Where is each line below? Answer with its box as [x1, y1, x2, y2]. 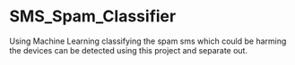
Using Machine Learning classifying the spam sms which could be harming [9, 36, 287, 46]
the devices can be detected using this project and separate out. [9, 45, 248, 55]
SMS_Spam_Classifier [9, 6, 177, 27]
